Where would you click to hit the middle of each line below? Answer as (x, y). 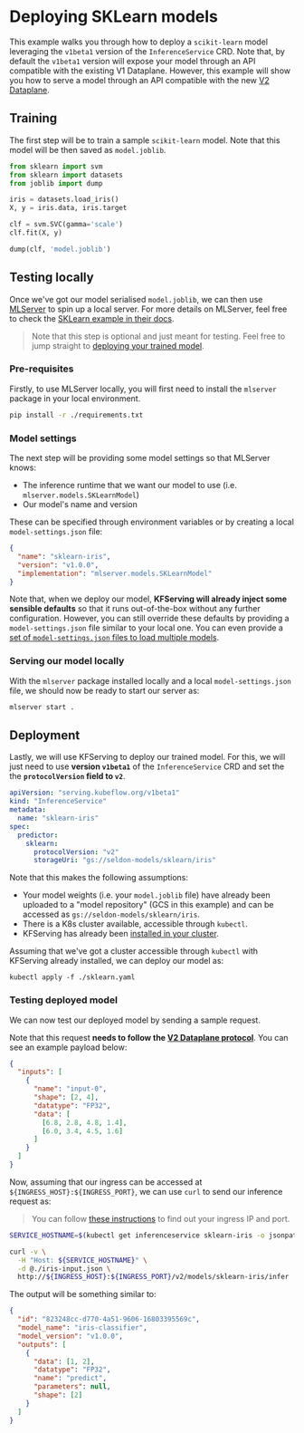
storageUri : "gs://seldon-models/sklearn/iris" (125, 861)
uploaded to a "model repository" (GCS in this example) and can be (148, 905)
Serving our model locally (67, 661)
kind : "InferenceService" (58, 802)
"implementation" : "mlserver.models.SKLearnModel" (115, 573)
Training (33, 118)
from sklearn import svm (56, 166)
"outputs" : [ (42, 1344)
